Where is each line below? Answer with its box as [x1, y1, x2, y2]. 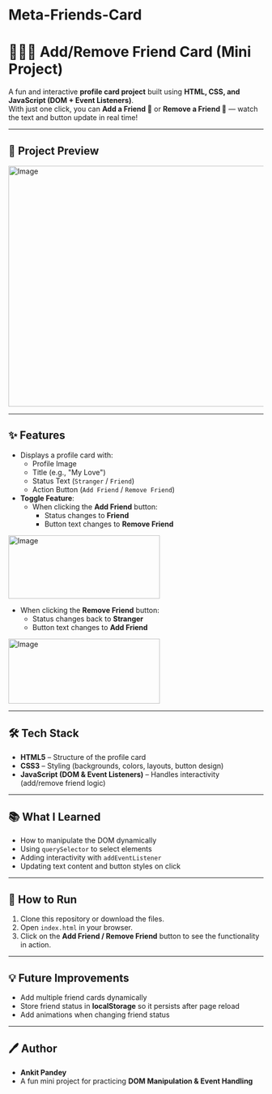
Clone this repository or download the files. [19, 914, 164, 924]
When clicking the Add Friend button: [32, 501, 158, 512]
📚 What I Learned [8, 809, 101, 824]
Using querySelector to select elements [19, 844, 152, 854]
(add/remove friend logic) [19, 778, 106, 787]
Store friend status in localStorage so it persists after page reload [19, 1002, 240, 1010]
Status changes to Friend [44, 510, 130, 520]
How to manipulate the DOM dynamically [19, 835, 157, 845]
